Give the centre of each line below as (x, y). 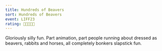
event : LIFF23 (20, 19)
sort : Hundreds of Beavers (34, 14)
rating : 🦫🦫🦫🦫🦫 (20, 24)
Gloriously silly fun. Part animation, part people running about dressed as (81, 38)
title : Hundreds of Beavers (35, 10)
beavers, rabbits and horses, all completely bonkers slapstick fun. (74, 43)
